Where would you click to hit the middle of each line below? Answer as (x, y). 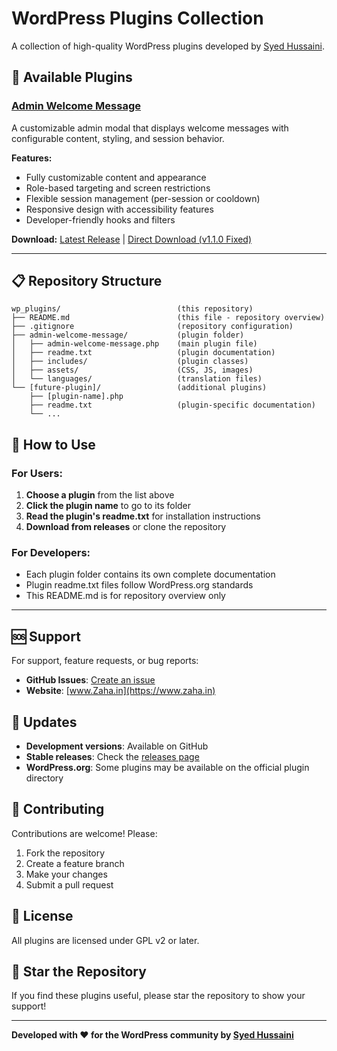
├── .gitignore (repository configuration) (152, 327)
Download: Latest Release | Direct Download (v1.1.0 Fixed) (132, 239)
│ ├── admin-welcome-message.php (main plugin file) (134, 344)
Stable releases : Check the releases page (112, 757)
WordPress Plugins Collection (137, 18)
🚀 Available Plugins (72, 77)
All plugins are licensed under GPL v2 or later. (105, 940)
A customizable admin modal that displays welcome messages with (150, 128)
